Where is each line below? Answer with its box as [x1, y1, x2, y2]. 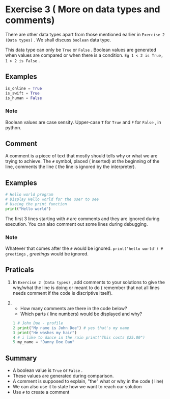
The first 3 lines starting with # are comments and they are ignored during [5, 216, 160, 222]
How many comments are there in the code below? [20, 305, 127, 311]
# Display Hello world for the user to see [5, 197, 99, 202]
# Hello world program [5, 192, 53, 197]
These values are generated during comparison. [12, 373, 114, 379]
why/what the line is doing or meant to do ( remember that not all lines [12, 285, 160, 291]
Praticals [5, 266, 34, 274]
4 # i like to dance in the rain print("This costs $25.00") [12, 335, 146, 340]
